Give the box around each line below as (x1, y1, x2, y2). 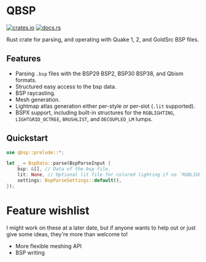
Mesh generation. (15, 95, 60, 103)
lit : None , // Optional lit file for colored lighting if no (17, 172, 177, 178)
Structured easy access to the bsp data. (15, 83, 116, 90)
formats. (15, 76, 37, 83)
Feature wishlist (6, 204, 90, 217)
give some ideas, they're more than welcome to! (6, 230, 128, 238)
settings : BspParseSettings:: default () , (17, 178, 122, 184)
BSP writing (15, 249, 45, 256)
